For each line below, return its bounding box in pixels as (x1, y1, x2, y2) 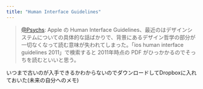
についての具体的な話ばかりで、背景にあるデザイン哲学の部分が (37, 34, 196, 41)
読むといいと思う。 (31, 56, 80, 63)
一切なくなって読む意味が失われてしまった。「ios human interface (21, 41, 184, 48)
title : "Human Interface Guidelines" (6, 8, 101, 15)
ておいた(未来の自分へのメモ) (6, 76, 79, 84)
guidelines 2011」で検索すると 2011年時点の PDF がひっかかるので (21, 49, 185, 56)
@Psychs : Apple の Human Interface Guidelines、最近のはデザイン (21, 26, 187, 33)
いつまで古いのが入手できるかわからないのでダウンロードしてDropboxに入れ (6, 69, 197, 76)
